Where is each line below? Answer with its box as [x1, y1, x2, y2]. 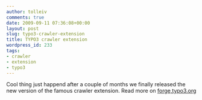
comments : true [6, 14, 45, 20]
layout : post [6, 25, 39, 32]
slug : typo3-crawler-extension [6, 31, 85, 37]
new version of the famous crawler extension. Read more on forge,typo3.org [6, 87, 197, 95]
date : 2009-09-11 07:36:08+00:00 [6, 20, 90, 26]
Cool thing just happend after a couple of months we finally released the [6, 81, 186, 88]
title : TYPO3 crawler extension [6, 37, 87, 43]
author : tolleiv [6, 8, 47, 15]
